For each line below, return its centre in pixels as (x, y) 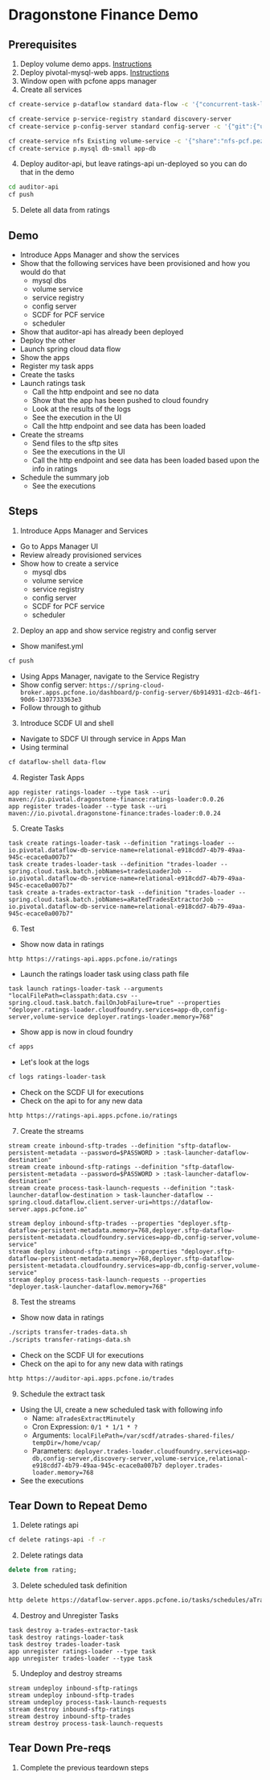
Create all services (51, 89)
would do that (43, 272)
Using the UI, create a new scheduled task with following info (121, 1409)
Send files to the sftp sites (75, 443)
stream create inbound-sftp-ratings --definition (93, 1167)
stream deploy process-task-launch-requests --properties (107, 1280)
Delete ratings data (51, 1555)
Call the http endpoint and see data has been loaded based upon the (145, 460)
